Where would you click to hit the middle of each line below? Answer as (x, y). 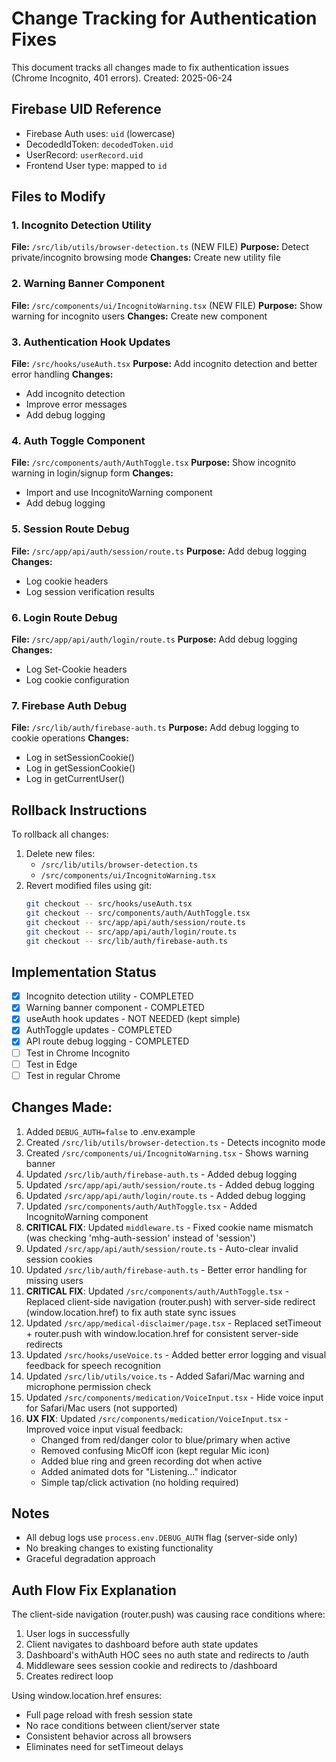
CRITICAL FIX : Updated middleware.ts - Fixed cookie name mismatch (169, 1227)
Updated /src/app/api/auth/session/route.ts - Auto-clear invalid (162, 1248)
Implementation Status (84, 972)
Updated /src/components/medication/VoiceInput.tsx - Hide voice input (174, 1397)
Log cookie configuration (77, 679)
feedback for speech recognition (93, 1365)
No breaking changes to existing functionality (119, 1548)
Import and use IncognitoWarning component (119, 493)
